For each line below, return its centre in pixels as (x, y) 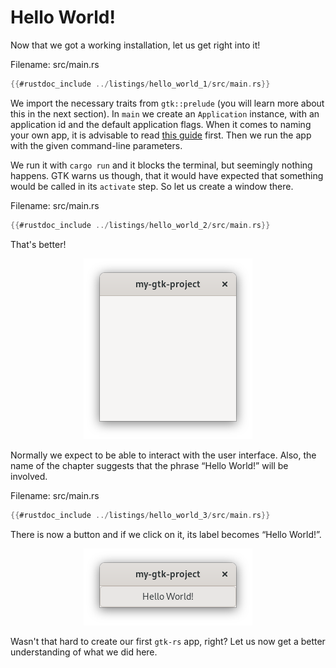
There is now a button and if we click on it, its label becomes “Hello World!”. (166, 534)
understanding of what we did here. (84, 652)
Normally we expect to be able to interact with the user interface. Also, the (163, 455)
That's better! (38, 244)
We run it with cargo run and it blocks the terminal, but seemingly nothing (161, 165)
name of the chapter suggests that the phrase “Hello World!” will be (149, 465)
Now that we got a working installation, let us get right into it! (135, 45)
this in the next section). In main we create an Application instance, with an (165, 113)
